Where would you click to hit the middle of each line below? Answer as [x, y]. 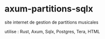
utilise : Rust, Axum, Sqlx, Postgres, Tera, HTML [52, 31]
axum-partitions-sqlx [49, 9]
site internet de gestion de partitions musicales [52, 22]
